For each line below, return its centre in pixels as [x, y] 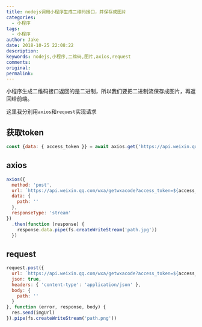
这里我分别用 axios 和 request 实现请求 [51, 111]
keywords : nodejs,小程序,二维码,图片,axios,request [69, 57]
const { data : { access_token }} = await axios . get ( [72, 147]
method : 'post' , [32, 185]
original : [19, 68]
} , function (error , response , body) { [56, 307]
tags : [13, 29]
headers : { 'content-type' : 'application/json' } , [76, 285]
